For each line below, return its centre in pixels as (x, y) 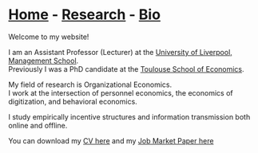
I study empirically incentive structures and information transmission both (129, 116)
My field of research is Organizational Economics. (90, 84)
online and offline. (38, 125)
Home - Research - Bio (85, 15)
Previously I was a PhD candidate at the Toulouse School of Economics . (127, 69)
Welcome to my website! (49, 37)
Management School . (44, 61)
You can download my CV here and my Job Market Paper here (111, 140)
